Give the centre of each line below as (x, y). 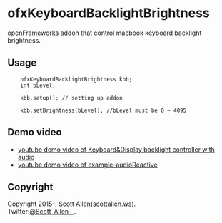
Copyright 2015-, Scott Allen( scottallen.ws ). (72, 204)
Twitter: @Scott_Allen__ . (42, 212)
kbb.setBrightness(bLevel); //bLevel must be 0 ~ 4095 (104, 110)
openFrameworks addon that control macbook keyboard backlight (105, 33)
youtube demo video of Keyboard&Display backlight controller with (116, 149)
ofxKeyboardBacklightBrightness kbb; (76, 79)
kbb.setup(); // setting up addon (71, 98)
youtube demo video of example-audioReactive (88, 165)
